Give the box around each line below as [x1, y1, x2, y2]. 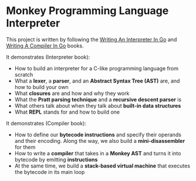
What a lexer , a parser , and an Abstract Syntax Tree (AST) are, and [14, 77, 180, 84]
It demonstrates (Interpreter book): [6, 53, 90, 60]
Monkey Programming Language [6, 4, 169, 18]
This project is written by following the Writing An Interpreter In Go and [6, 36, 177, 43]
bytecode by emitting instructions [14, 156, 98, 163]
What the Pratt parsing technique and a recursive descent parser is [14, 95, 182, 103]
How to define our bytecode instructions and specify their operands [14, 131, 182, 138]
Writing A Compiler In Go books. [6, 42, 84, 49]
